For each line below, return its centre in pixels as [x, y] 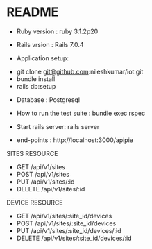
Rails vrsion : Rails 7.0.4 [50, 44]
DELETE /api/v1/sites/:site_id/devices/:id [74, 238]
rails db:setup [36, 86]
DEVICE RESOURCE [35, 203]
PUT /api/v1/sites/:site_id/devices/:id [69, 230]
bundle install [36, 79]
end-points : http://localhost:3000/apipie [75, 140]
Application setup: [42, 58]
